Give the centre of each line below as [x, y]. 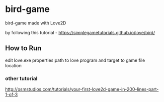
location [13, 65]
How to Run [23, 48]
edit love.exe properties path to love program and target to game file [75, 60]
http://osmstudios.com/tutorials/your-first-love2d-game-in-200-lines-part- [82, 89]
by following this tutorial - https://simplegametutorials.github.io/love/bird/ [80, 32]
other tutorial [21, 78]
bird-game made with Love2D [36, 23]
